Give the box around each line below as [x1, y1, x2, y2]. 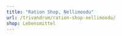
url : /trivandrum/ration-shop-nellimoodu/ [6, 15, 116, 21]
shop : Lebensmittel [6, 20, 56, 26]
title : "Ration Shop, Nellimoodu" [6, 9, 95, 15]
